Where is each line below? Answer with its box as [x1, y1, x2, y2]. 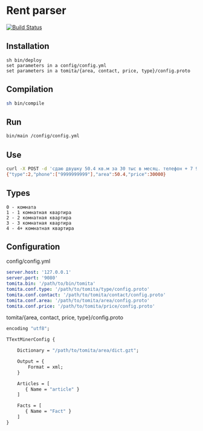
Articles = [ [17, 380, 50, 387]
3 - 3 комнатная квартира [6, 220, 71, 226]
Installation [6, 41, 50, 51]
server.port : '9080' [6, 275, 59, 281]
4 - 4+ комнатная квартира [6, 225, 74, 232]
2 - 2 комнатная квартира [6, 215, 71, 221]
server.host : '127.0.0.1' [6, 270, 71, 276]
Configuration [6, 241, 60, 251]
